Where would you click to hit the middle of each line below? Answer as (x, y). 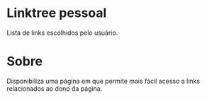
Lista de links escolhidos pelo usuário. (62, 33)
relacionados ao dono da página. (55, 88)
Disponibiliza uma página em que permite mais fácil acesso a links (103, 81)
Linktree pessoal (57, 13)
